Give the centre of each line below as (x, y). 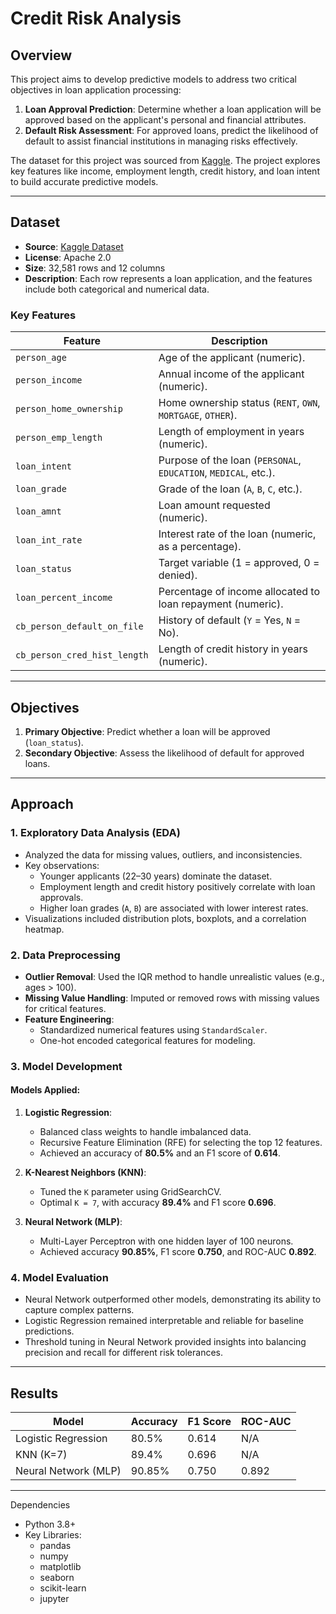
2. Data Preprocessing (65, 955)
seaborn (57, 1578)
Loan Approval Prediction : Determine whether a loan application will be (173, 109)
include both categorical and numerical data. (117, 289)
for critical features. (65, 1008)
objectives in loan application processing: (96, 90)
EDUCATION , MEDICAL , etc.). (217, 473)
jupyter (54, 1599)
